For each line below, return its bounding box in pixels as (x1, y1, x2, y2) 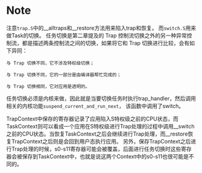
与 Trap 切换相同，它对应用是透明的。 (6, 83, 90, 89)
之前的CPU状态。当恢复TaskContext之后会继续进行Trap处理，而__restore (6, 130, 188, 137)
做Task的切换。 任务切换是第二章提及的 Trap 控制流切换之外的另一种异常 (6, 31, 187, 39)
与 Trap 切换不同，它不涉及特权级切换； (6, 60, 95, 66)
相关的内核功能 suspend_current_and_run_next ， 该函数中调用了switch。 (6, 102, 185, 109)
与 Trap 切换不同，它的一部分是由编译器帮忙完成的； (6, 72, 122, 78)
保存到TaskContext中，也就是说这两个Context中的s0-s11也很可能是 (22, 153, 189, 160)
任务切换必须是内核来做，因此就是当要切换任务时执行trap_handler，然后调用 (6, 95, 196, 102)
